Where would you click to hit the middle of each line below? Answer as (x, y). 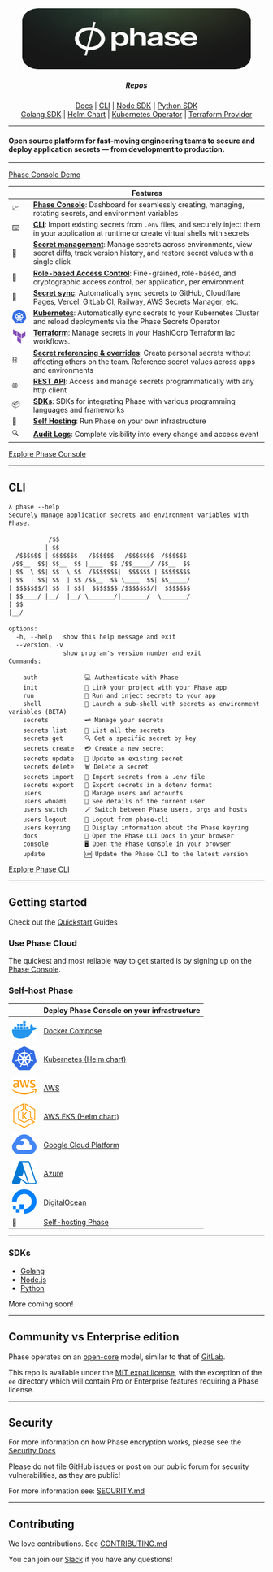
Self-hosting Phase (76, 1222)
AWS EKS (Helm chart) (81, 1116)
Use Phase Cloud (43, 943)
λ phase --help (34, 507)
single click (52, 262)
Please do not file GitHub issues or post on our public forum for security (129, 1466)
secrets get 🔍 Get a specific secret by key (110, 738)
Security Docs (32, 1451)
